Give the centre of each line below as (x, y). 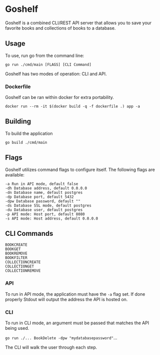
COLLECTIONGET (20, 266)
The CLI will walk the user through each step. (51, 348)
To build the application (29, 133)
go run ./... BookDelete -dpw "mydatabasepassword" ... (61, 338)
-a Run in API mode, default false (42, 184)
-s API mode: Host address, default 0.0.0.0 (52, 219)
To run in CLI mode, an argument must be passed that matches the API (77, 323)
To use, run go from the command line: (45, 55)
